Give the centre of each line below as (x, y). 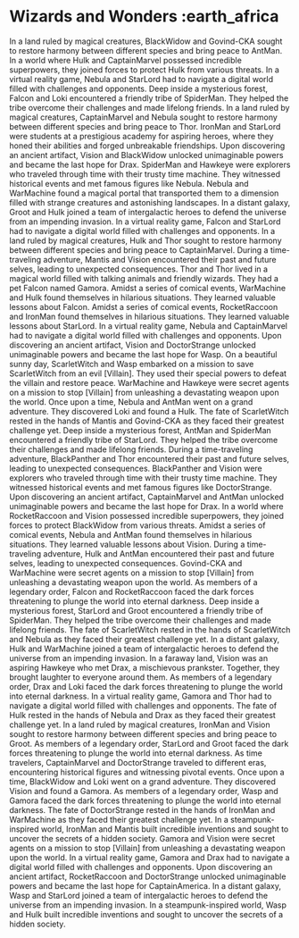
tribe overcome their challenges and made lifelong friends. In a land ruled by (149, 107)
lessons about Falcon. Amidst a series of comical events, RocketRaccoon (144, 306)
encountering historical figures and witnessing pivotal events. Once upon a (147, 772)
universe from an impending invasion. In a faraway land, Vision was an (139, 657)
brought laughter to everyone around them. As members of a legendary (141, 677)
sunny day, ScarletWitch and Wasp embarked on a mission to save (132, 364)
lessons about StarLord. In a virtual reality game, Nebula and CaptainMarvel (149, 326)
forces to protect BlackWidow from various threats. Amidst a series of (137, 525)
